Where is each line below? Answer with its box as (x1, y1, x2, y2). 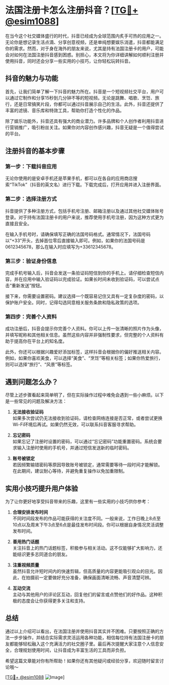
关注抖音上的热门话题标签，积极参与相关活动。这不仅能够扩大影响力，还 (12, 545, 162, 551)
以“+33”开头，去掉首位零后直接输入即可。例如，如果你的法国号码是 (5, 237, 145, 243)
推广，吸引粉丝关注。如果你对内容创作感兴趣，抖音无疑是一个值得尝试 (18, 124, 164, 130)
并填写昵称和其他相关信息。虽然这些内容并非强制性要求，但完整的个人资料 (5, 332, 159, 338)
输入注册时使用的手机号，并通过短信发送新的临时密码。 (17, 445, 132, 451)
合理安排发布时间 (12, 509, 48, 515)
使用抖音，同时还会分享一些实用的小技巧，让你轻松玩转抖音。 (5, 58, 133, 64)
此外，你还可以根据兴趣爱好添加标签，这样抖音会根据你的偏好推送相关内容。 (5, 349, 164, 355)
